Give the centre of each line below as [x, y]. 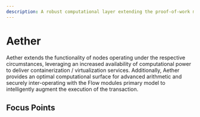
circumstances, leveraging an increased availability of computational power [99, 64]
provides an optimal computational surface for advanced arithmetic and [94, 76]
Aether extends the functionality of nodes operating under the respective [96, 58]
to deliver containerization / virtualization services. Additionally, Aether [93, 70]
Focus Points [31, 107]
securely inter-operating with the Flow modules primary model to [86, 83]
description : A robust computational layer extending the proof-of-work [98, 12]
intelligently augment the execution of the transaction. [72, 89]
